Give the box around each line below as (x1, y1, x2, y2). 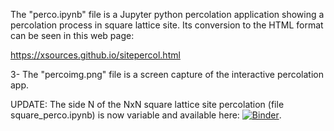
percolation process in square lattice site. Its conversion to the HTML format (10, 19, 324, 31)
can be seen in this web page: (10, 30, 135, 41)
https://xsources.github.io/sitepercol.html (10, 49, 181, 61)
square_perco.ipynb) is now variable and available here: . (10, 109, 282, 121)
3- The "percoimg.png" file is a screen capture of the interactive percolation (10, 69, 324, 80)
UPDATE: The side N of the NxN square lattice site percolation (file (10, 99, 285, 110)
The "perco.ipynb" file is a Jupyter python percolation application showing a (10, 9, 325, 20)
